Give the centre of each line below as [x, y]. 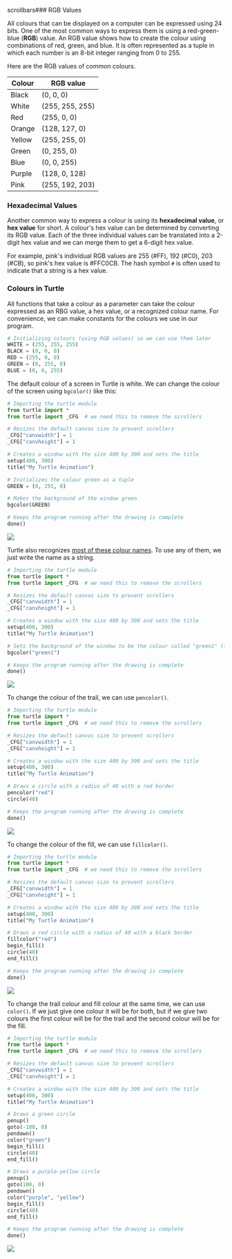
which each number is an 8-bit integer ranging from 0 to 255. [94, 53]
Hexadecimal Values [42, 205]
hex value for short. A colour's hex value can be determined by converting [113, 228]
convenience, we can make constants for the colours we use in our [103, 318]
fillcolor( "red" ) [32, 940]
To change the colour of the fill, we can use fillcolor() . [87, 844]
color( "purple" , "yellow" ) [46, 1197]
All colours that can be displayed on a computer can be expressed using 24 [115, 23]
